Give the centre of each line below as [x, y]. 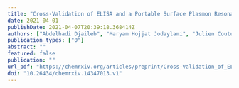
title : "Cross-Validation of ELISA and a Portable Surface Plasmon [110, 14]
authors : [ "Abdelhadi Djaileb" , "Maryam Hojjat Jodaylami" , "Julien [111, 34]
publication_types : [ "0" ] [46, 40]
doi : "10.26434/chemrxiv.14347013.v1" [65, 73]
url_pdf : [20, 67]
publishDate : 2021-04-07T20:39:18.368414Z [71, 27]
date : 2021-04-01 [33, 21]
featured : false [31, 54]
